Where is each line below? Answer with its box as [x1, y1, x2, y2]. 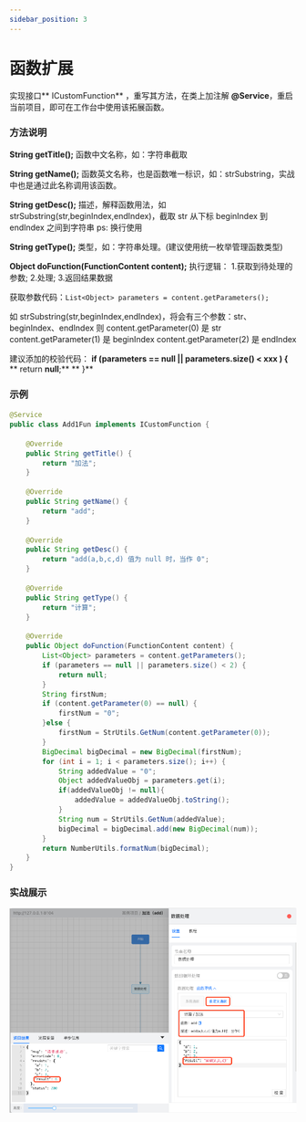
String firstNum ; [42, 689, 107, 698]
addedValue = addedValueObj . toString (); [74, 795, 230, 805]
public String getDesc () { [25, 545, 128, 554]
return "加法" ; [42, 458, 97, 467]
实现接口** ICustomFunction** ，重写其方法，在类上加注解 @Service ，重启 [9, 89, 294, 100]
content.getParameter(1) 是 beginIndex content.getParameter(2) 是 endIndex [9, 333, 297, 344]
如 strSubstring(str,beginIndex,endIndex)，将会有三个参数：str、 [9, 310, 252, 321]
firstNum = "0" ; [57, 708, 120, 718]
